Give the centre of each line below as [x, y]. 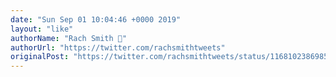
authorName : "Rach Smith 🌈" [69, 38]
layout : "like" [42, 29]
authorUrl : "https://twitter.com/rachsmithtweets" [118, 47]
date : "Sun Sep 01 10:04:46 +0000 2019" [96, 19]
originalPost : [40, 57]
